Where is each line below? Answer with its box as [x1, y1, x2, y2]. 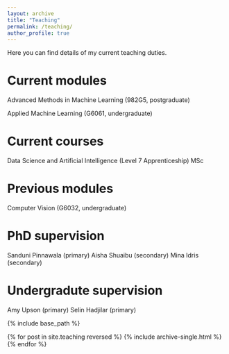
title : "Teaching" [7, 17, 60, 24]
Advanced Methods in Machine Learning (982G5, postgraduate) [7, 96, 191, 104]
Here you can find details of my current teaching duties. [7, 49, 167, 57]
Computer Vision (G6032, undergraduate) [7, 204, 127, 212]
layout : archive [7, 10, 54, 17]
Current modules [7, 73, 108, 89]
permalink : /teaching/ [7, 23, 73, 30]
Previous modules [7, 181, 114, 196]
